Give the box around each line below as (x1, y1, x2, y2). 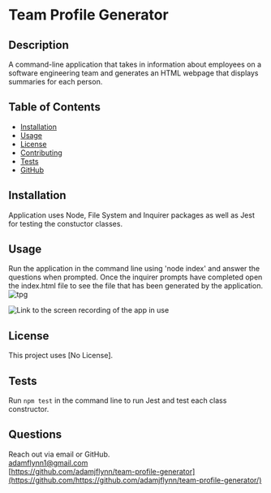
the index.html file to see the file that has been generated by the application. (8, 281, 264, 291)
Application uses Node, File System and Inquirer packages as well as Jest (8, 210, 256, 220)
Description (8, 38, 69, 52)
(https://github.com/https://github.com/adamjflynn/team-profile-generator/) (8, 475, 262, 485)
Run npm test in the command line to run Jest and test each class (8, 396, 227, 405)
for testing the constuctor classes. (8, 218, 123, 228)
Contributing (19, 148, 62, 158)
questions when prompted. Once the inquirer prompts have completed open (8, 272, 263, 282)
